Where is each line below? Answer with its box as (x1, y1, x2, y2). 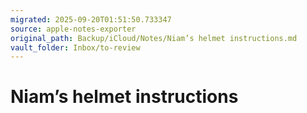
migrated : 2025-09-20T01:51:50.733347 (10, 14, 172, 25)
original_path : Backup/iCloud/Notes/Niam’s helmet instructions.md (10, 33, 298, 43)
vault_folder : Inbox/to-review (10, 42, 141, 53)
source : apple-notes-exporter (10, 24, 137, 34)
